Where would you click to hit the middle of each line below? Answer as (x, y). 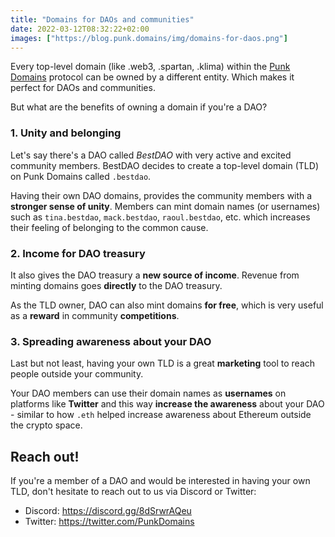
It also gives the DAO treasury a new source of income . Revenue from (155, 275)
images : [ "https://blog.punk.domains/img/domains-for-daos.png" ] (149, 38)
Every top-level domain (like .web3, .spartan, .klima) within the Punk (150, 67)
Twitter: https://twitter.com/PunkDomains (109, 522)
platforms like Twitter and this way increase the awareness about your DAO (167, 404)
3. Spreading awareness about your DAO (111, 341)
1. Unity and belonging (66, 133)
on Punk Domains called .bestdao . (81, 176)
